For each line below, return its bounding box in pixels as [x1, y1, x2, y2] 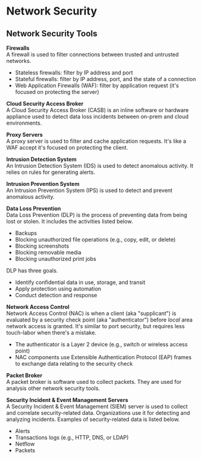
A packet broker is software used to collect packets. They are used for [6, 378, 182, 385]
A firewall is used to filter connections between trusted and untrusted [6, 51, 179, 58]
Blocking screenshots [15, 242, 70, 249]
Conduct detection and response [15, 292, 97, 299]
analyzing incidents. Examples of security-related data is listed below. [6, 416, 180, 423]
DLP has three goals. [6, 267, 59, 274]
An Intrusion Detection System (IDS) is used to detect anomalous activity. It [6, 162, 194, 169]
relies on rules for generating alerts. [6, 168, 96, 176]
